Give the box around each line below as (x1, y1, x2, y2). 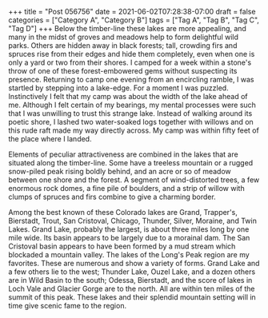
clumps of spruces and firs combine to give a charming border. (8, 192, 216, 201)
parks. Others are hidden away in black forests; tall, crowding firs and (8, 41, 238, 50)
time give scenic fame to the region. (8, 301, 126, 310)
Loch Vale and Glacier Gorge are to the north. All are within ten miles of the (8, 284, 255, 293)
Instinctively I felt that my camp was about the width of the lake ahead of (8, 92, 248, 101)
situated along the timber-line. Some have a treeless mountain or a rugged (8, 158, 254, 167)
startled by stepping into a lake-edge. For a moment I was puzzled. (8, 83, 230, 93)
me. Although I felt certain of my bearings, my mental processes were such (8, 100, 256, 109)
